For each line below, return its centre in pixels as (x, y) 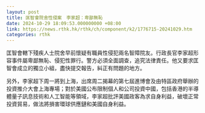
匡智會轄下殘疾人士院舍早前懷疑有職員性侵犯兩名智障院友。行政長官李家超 (100, 53)
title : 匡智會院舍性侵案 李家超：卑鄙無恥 (55, 18)
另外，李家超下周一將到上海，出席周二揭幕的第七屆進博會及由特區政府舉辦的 (103, 81)
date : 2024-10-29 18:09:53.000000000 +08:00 (64, 23)
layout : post (23, 12)
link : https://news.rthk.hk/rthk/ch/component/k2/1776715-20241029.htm (99, 29)
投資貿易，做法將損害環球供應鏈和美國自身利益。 (68, 104)
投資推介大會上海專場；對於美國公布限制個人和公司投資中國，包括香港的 (97, 89)
